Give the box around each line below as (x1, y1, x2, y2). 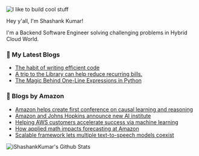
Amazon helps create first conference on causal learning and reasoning (14, 105, 194, 113)
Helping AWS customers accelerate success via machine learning (14, 118, 179, 126)
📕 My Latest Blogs (6, 50, 60, 58)
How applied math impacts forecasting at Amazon (14, 125, 139, 132)
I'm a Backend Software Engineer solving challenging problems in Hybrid (6, 29, 188, 36)
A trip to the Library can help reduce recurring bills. (14, 70, 143, 78)
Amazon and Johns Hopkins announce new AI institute (14, 112, 151, 119)
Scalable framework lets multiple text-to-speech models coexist (14, 131, 174, 139)
